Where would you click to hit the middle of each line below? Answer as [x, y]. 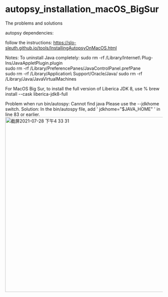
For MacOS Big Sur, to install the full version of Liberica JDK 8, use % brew [82, 88]
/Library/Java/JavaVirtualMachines [41, 79]
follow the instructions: [29, 42]
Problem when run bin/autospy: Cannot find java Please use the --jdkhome [82, 103]
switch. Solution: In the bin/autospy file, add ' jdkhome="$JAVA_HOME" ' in [83, 109]
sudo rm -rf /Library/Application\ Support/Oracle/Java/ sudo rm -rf [74, 73]
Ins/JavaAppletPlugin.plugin [34, 63]
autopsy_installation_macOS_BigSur [82, 9]
